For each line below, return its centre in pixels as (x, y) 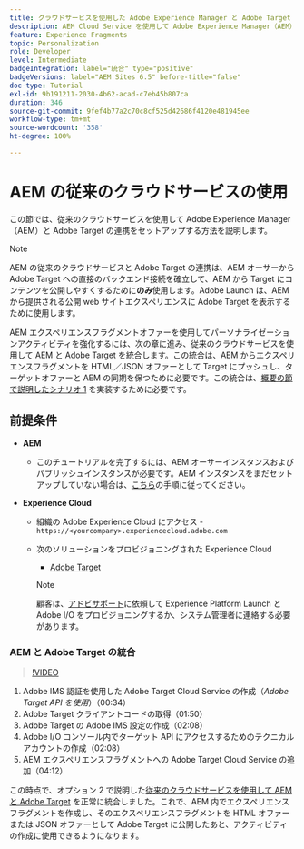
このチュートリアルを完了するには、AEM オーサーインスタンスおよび (165, 461)
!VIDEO (45, 672)
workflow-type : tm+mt (50, 119)
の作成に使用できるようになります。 (77, 835)
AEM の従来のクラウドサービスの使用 (149, 192)
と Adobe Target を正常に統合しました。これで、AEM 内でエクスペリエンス (150, 801)
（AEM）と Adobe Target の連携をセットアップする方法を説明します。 (141, 230)
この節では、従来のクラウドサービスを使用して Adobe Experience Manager (150, 218)
